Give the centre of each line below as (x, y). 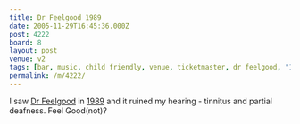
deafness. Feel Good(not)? (58, 110)
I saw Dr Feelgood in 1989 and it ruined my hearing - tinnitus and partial (141, 101)
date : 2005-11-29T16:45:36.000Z (69, 26)
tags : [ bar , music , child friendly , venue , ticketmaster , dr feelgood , (145, 68)
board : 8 (25, 42)
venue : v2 (28, 59)
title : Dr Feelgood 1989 (55, 17)
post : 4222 (29, 34)
